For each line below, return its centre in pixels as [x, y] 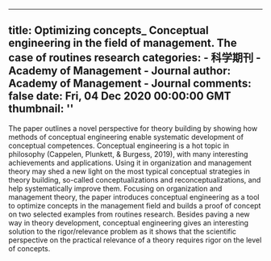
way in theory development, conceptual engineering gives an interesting [128, 222]
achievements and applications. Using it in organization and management [130, 162]
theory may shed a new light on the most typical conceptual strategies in [129, 171]
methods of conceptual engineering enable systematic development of [126, 137]
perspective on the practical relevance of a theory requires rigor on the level [135, 240]
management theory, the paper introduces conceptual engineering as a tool [134, 197]
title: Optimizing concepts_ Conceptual [108, 30]
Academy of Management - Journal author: [120, 71]
